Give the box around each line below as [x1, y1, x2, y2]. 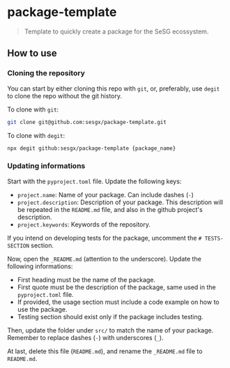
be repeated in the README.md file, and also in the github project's [17, 205, 204, 213]
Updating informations [7, 161, 86, 171]
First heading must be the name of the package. [17, 275, 155, 284]
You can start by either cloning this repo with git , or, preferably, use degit [7, 84, 220, 93]
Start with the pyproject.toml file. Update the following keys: [7, 177, 182, 185]
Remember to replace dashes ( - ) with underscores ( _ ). [7, 333, 164, 342]
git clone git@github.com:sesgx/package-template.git [7, 118, 167, 125]
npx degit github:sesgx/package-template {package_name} [7, 144, 176, 152]
